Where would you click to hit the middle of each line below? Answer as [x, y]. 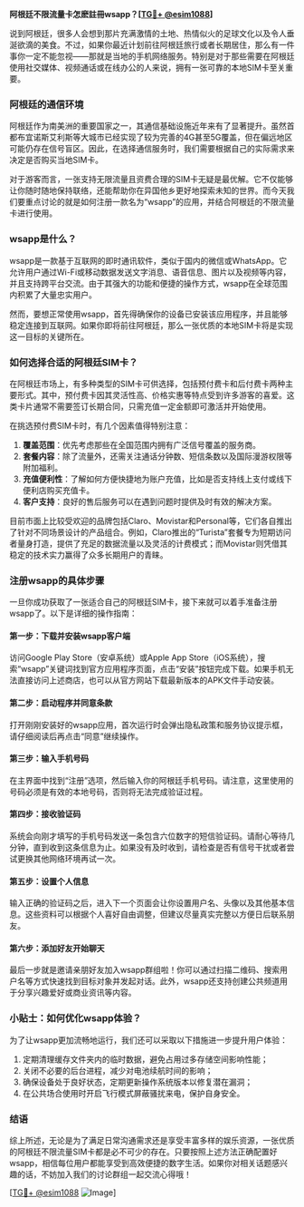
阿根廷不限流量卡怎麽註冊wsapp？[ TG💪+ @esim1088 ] [111, 14]
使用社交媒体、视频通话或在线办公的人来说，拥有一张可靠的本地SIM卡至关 [147, 68]
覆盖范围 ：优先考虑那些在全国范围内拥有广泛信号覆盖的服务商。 [141, 444]
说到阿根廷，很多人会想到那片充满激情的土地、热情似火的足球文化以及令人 [148, 34]
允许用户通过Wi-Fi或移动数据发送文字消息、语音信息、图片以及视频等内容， [150, 272]
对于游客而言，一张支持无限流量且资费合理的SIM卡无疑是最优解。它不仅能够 [152, 180]
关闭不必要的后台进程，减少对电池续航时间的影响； [118, 1070]
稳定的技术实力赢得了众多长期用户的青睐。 [89, 555]
